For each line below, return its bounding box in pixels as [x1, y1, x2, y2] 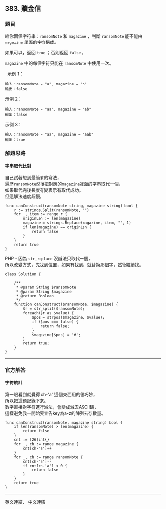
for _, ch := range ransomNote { [14, 454, 83, 460]
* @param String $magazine [16, 289, 72, 294]
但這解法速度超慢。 [5, 193, 44, 199]
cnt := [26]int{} [14, 437, 50, 442]
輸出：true [5, 137, 26, 142]
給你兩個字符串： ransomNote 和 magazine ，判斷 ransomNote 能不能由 [5, 33, 143, 39]
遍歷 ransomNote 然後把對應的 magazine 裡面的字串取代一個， [5, 181, 123, 187]
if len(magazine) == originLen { [23, 224, 92, 230]
